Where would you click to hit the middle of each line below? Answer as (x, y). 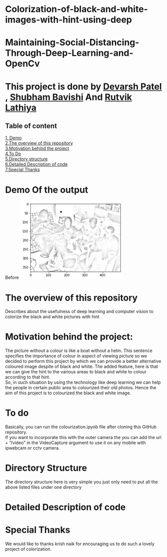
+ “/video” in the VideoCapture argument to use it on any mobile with (76, 443)
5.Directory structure (27, 159)
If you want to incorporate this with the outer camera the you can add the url (83, 438)
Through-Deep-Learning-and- (69, 53)
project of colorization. (28, 549)
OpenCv (23, 64)
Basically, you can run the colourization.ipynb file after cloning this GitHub (81, 427)
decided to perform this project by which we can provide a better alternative (83, 361)
